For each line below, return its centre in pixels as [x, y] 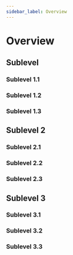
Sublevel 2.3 [24, 179]
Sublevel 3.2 [24, 231]
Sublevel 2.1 [24, 147]
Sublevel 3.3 [24, 247]
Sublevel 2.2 [24, 163]
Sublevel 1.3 [24, 111]
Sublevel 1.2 [24, 95]
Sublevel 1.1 [23, 79]
